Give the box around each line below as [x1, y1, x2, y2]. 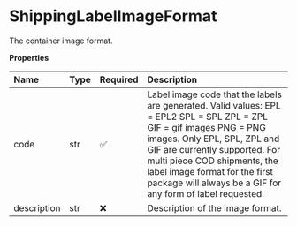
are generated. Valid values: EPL [147, 99, 281, 111]
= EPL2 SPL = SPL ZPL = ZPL [147, 110, 268, 123]
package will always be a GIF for [147, 177, 282, 189]
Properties [9, 52, 49, 63]
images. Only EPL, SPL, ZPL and [147, 132, 280, 145]
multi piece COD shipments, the [147, 154, 278, 167]
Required [99, 73, 139, 86]
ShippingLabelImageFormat [9, 6, 217, 26]
